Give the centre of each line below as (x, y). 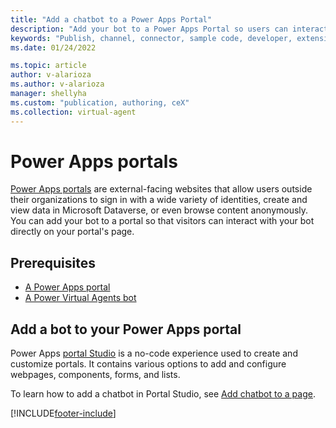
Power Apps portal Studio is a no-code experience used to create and (154, 353)
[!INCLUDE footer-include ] (63, 413)
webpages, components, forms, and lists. (95, 375)
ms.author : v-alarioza (57, 84)
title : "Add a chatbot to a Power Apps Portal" (111, 19)
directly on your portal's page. (72, 232)
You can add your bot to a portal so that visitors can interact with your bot (162, 221)
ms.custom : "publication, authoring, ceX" (100, 102)
